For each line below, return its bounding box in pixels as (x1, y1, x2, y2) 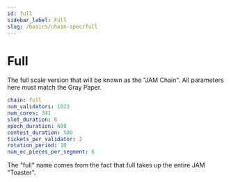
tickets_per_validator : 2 (7, 135, 82, 142)
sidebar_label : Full (7, 17, 67, 24)
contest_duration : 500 (7, 129, 73, 136)
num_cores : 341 (7, 110, 51, 117)
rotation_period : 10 (7, 142, 67, 149)
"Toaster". (7, 168, 36, 177)
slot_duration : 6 (7, 116, 58, 123)
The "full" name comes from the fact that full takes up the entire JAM (7, 161, 205, 169)
